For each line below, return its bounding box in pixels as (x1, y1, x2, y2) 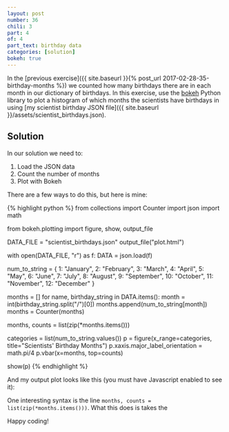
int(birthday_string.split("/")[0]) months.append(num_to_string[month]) (7, 300, 208, 308)
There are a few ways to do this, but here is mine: (7, 190, 148, 199)
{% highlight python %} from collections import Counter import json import (7, 204, 220, 212)
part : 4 (7, 29, 30, 37)
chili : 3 (7, 23, 32, 30)
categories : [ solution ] (7, 49, 76, 56)
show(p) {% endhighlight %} (7, 362, 88, 370)
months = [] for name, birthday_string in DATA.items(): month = (7, 293, 186, 301)
